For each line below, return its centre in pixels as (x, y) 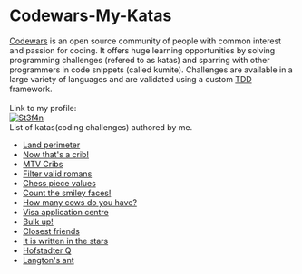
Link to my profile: (43, 108)
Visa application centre (65, 212)
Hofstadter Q (47, 250)
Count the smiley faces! (67, 193)
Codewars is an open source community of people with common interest (146, 41)
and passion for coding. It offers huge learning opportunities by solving (142, 50)
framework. (31, 89)
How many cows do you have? (80, 202)
